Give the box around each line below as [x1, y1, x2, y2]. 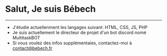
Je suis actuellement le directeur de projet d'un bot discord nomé [12, 29, 147, 35]
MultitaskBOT [12, 34, 41, 40]
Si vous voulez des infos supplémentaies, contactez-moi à [12, 40, 132, 46]
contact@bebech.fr [12, 45, 53, 51]
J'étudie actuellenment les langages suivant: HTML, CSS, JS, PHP [12, 24, 148, 30]
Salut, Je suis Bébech [5, 3, 96, 15]
